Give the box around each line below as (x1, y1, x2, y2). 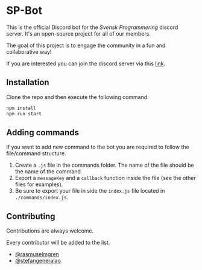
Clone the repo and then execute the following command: (6, 93, 149, 100)
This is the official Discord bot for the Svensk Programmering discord (6, 24, 178, 31)
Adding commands (6, 127, 80, 138)
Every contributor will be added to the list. (6, 239, 110, 246)
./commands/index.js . (14, 194, 68, 201)
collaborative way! (6, 48, 52, 55)
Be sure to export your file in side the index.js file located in (14, 187, 165, 194)
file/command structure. (6, 150, 66, 157)
